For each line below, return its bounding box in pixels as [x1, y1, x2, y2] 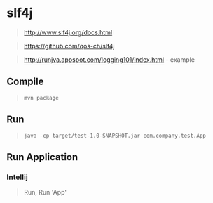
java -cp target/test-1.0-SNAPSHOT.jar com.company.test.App [23, 132, 207, 139]
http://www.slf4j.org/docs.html [23, 28, 113, 37]
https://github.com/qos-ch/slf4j [23, 41, 115, 50]
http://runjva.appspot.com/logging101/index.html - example [23, 55, 195, 64]
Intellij [6, 172, 29, 182]
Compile [6, 76, 44, 88]
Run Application [6, 151, 78, 163]
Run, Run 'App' [23, 188, 67, 197]
